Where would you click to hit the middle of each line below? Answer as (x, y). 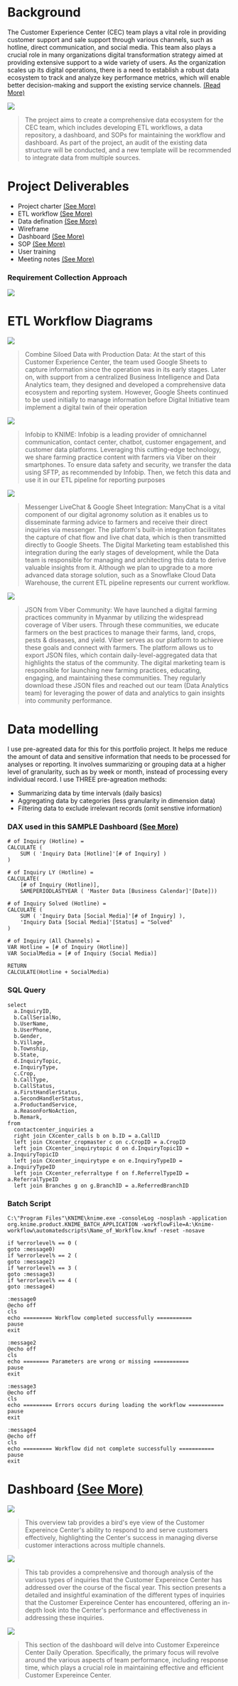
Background (44, 12)
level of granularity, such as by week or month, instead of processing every (118, 772)
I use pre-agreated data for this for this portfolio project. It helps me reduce (118, 749)
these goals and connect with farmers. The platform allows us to (119, 648)
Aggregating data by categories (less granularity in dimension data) (116, 801)
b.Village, (30, 1042)
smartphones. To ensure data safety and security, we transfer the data (128, 465)
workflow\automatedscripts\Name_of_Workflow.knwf (82, 1230)
